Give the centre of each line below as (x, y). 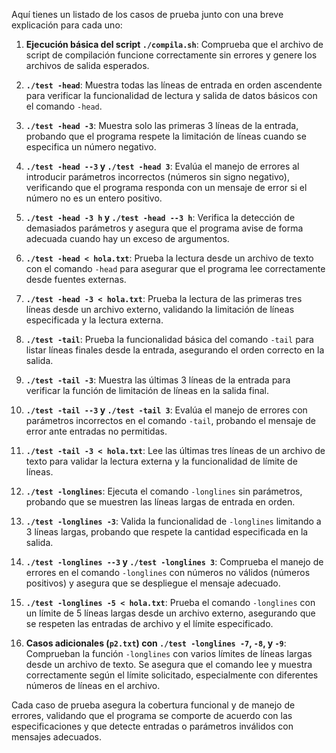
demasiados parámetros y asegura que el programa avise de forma (164, 228)
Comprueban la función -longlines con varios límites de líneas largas (169, 653)
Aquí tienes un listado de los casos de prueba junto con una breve (147, 14)
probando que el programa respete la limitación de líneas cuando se (166, 136)
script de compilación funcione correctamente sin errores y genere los (171, 55)
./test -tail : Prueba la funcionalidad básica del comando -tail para (169, 339)
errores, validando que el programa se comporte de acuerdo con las (152, 715)
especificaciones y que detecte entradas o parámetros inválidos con (152, 726)
